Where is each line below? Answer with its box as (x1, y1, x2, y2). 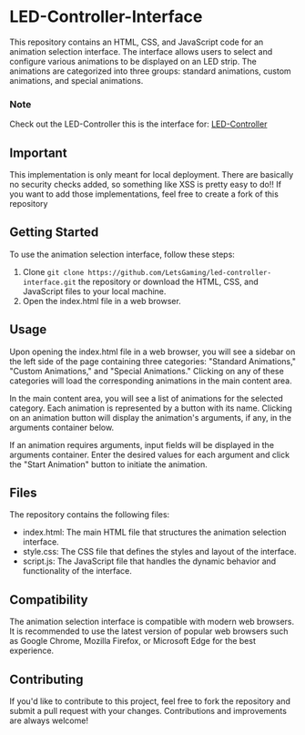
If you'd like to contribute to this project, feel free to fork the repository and (9, 696, 291, 707)
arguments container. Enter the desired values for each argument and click (9, 449, 290, 460)
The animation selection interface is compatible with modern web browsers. (9, 617, 295, 628)
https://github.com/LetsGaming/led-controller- (87, 268, 271, 277)
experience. (9, 645, 55, 657)
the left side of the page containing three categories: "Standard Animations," (9, 355, 297, 366)
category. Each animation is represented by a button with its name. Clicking (9, 403, 293, 413)
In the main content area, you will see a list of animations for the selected (9, 393, 284, 403)
